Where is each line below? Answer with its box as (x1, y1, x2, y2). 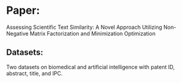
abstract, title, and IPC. (6, 70, 63, 77)
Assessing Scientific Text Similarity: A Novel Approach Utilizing (6, 23, 162, 31)
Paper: (6, 4, 40, 17)
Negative (6, 29, 29, 37)
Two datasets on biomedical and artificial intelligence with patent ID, (6, 63, 175, 70)
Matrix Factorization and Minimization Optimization (29, 29, 156, 37)
